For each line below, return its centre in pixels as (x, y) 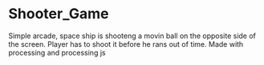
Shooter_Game (59, 14)
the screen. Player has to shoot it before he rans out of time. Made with (126, 44)
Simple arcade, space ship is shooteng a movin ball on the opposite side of (132, 36)
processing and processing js (57, 52)
